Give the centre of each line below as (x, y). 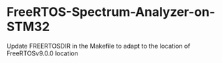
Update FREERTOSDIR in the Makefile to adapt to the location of (98, 46)
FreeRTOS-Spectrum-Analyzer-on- (111, 12)
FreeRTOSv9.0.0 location (42, 53)
